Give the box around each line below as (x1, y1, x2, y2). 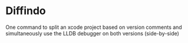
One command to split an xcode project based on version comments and (5, 24, 182, 31)
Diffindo (5, 4, 47, 18)
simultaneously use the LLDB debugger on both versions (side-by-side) (5, 29, 179, 37)
